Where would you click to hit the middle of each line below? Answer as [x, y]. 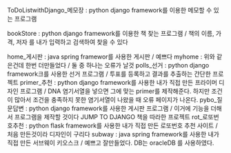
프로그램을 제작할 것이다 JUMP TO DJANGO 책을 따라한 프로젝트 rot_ [108, 117]
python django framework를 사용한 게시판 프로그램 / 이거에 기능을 [119, 108]
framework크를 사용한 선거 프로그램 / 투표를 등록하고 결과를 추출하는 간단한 [109, 74]
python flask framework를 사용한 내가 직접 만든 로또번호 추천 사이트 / [123, 125]
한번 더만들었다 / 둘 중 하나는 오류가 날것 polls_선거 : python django [117, 65]
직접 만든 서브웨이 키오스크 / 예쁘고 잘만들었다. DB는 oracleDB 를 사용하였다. [111, 143]
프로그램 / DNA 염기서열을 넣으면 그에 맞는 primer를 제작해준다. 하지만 [115, 91]
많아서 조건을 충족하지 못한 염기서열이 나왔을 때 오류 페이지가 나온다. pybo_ [115, 100]
